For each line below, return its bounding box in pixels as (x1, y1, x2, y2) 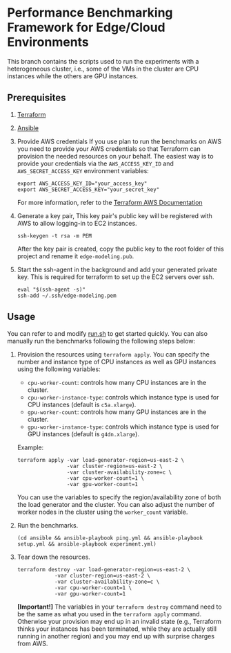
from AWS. (17, 639, 48, 647)
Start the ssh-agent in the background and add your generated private (17, 265, 217, 274)
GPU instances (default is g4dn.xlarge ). (27, 429, 140, 438)
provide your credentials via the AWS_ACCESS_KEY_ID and (17, 159, 174, 168)
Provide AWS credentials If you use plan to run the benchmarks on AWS (17, 137, 222, 145)
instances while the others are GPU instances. (7, 71, 139, 80)
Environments (7, 35, 90, 50)
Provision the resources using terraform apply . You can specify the (17, 350, 210, 358)
